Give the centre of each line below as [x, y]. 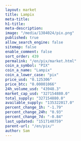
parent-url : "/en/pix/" [30, 126]
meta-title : [17, 19]
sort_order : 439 [22, 56]
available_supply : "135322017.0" [40, 103]
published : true [22, 38]
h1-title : [15, 24]
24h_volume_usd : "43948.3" [33, 89]
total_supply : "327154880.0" [35, 98]
